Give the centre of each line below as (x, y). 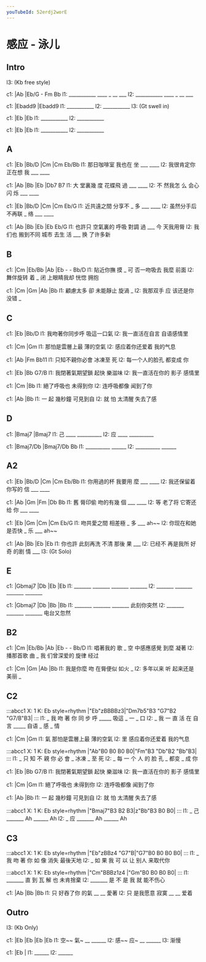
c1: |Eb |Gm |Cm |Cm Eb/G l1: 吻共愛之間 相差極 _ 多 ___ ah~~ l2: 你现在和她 (101, 522)
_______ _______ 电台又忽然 (39, 613)
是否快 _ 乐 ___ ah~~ (32, 530)
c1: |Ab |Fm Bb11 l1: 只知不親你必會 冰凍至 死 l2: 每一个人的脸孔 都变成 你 (97, 360)
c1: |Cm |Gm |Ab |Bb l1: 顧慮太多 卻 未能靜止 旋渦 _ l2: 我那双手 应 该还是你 (100, 291)
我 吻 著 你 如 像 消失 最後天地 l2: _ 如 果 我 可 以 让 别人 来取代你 (88, 860)
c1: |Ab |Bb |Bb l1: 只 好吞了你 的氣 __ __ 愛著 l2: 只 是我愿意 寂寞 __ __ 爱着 (100, 893)
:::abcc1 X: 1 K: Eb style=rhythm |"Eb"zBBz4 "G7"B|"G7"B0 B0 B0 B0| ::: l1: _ (103, 853)
